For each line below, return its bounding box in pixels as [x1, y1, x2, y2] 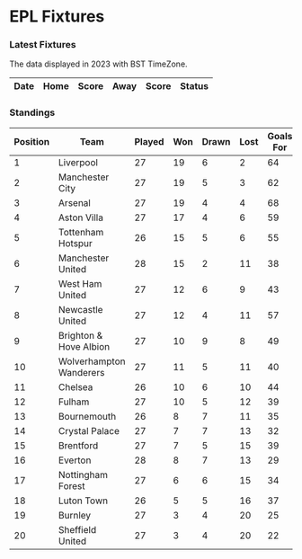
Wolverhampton [58, 355, 126, 368]
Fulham [58, 395, 90, 408]
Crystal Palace [58, 424, 120, 437]
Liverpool [58, 155, 99, 168]
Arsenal [58, 196, 92, 209]
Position [13, 135, 50, 147]
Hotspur [58, 236, 93, 249]
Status [179, 80, 209, 93]
